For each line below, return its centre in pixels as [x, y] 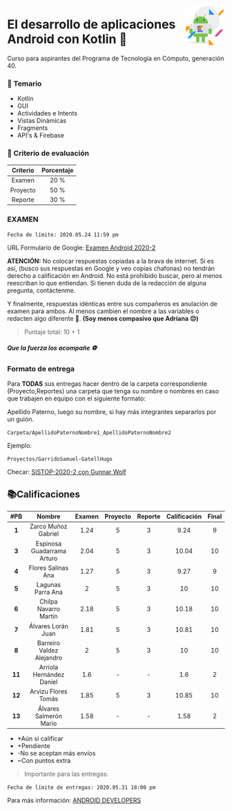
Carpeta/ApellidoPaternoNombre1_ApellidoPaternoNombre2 [89, 432]
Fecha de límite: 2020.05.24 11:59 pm [63, 234]
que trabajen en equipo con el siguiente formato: [77, 398]
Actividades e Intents [47, 113]
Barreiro [49, 643]
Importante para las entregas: [66, 774]
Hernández [49, 675]
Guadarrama [49, 551]
